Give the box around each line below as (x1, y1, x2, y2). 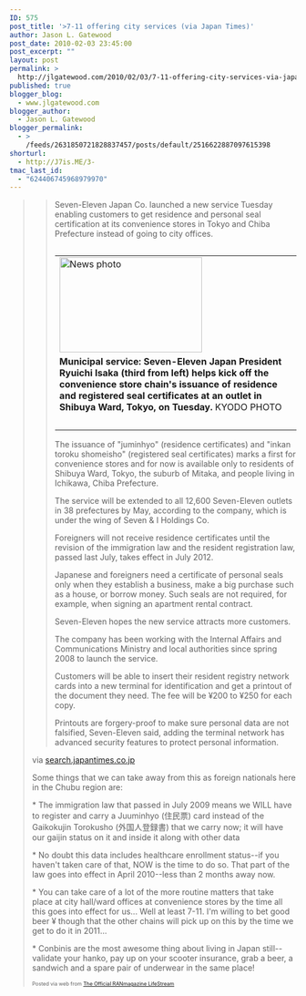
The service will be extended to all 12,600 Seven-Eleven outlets (54, 496, 293, 507)
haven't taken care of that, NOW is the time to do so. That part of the (31, 859, 290, 870)
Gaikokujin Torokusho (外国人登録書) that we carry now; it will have (31, 822, 284, 833)
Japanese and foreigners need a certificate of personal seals (54, 570, 284, 580)
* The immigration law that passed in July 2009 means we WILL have (31, 799, 292, 811)
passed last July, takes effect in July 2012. (54, 552, 214, 563)
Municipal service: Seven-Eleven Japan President (58, 355, 282, 368)
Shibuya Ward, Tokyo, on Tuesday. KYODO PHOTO (58, 401, 282, 414)
